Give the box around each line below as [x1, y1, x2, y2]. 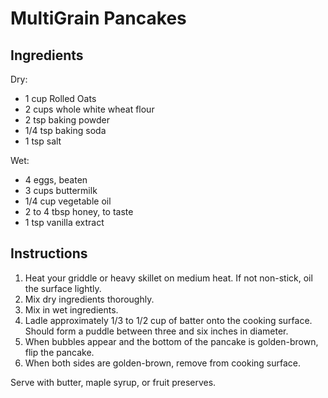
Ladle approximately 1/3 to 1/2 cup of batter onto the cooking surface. [24, 314, 313, 326]
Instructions [10, 245, 88, 262]
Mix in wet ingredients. [24, 303, 119, 316]
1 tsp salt [24, 135, 62, 147]
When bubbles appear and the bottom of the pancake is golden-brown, [24, 335, 319, 347]
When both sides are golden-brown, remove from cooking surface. [24, 357, 302, 369]
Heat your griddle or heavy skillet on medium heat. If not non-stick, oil [24, 272, 313, 284]
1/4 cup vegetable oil [24, 195, 112, 207]
